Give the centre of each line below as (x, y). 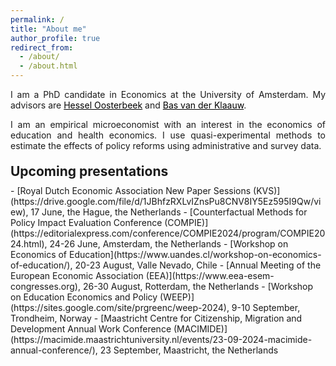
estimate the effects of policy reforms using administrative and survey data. (166, 145)
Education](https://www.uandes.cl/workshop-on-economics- (195, 254)
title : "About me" (48, 29)
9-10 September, (266, 307)
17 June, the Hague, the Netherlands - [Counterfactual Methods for (169, 212)
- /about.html (48, 66)
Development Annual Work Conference (91, 329)
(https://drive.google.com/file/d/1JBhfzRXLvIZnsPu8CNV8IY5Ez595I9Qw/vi (166, 201)
